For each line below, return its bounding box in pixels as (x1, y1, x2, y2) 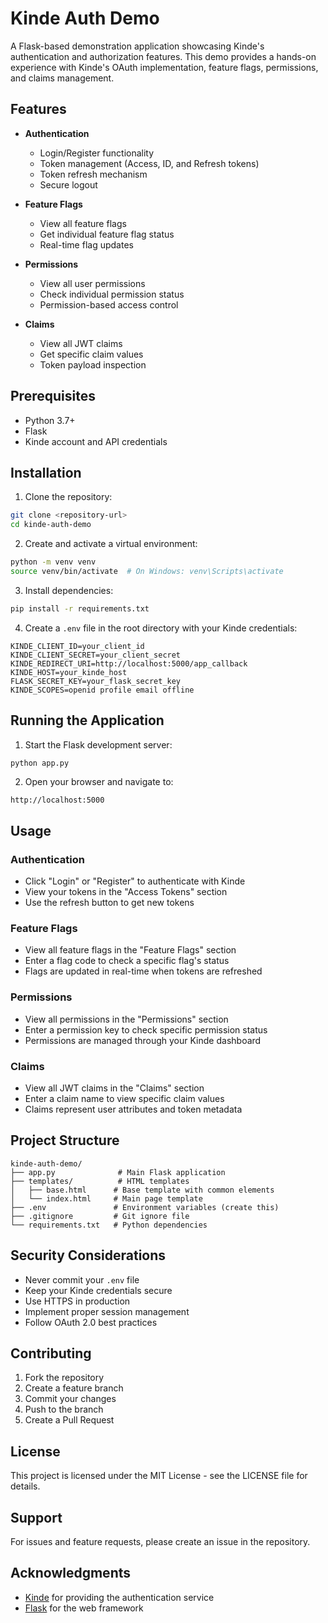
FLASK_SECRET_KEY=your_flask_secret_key (10, 676, 182, 686)
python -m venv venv (10, 557, 97, 567)
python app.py (10, 758, 70, 768)
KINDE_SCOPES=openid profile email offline (10, 685, 195, 695)
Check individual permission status (39, 288, 185, 300)
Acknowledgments (10, 1565, 132, 1582)
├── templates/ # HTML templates (10, 1176, 190, 1186)
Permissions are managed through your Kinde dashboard (24, 1034, 262, 1046)
